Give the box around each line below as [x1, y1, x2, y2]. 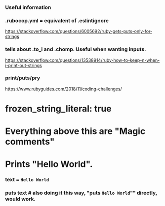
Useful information [5, 4, 51, 11]
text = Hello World [5, 176, 49, 183]
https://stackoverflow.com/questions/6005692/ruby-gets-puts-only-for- [5, 29, 153, 34]
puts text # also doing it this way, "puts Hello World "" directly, [5, 189, 157, 196]
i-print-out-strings [5, 62, 42, 68]
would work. [5, 196, 36, 203]
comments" [5, 136, 55, 147]
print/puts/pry [5, 74, 41, 81]
